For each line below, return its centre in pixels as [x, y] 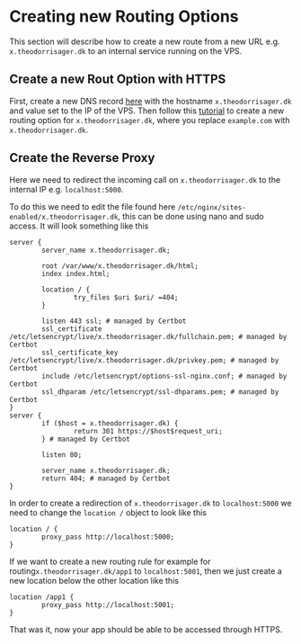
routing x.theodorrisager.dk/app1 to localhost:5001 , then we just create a [146, 571]
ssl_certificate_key [80, 353]
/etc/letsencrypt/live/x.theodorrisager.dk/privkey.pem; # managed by [144, 360]
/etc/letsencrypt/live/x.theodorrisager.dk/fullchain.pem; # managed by [148, 336]
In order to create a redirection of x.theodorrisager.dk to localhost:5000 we [150, 503]
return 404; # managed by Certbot [106, 479]
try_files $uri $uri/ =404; [126, 297]
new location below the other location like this [94, 580]
